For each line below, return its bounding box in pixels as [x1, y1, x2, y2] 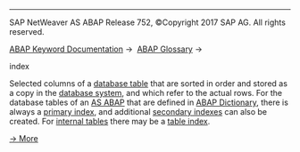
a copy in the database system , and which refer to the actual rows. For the [9, 88, 283, 98]
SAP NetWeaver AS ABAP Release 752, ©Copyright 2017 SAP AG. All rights [9, 17, 286, 28]
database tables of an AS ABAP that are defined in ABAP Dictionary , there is [9, 97, 288, 108]
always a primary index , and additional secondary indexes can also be [9, 107, 268, 116]
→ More [9, 133, 38, 143]
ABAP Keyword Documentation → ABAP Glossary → [9, 44, 203, 54]
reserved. [9, 27, 45, 36]
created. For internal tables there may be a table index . [9, 116, 211, 126]
